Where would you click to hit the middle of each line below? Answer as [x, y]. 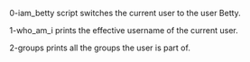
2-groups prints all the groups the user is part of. [100, 48]
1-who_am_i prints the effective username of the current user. [124, 30]
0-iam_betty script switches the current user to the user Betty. [125, 13]
